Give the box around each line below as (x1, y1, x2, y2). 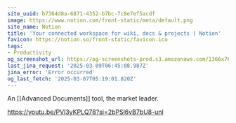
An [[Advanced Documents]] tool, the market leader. (7, 94, 159, 103)
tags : (7, 43, 23, 50)
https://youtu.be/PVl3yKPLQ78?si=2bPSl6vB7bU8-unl (7, 108, 164, 116)
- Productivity (7, 50, 52, 57)
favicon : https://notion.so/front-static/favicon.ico (7, 36, 169, 43)
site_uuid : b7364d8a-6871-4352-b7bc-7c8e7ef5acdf (7, 10, 156, 17)
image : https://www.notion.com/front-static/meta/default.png (7, 17, 193, 24)
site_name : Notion (7, 23, 61, 30)
